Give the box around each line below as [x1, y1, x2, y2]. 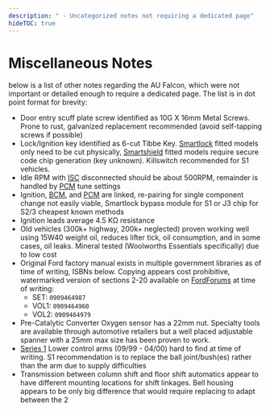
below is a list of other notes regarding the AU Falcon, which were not [8, 80, 240, 90]
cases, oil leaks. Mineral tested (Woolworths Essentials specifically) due [19, 241, 260, 251]
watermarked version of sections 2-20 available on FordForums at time [19, 275, 256, 286]
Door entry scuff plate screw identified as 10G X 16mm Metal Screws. [19, 113, 251, 123]
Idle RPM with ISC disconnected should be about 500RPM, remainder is [19, 173, 259, 183]
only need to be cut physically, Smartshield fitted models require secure [19, 147, 260, 157]
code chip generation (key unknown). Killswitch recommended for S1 [19, 156, 250, 166]
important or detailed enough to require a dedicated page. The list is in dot [8, 89, 255, 99]
